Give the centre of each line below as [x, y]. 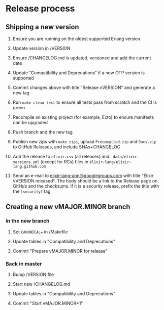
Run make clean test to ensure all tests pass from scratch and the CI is [85, 102]
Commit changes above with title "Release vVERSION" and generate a [84, 88]
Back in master [24, 264]
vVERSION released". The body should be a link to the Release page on [85, 181]
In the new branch [28, 221]
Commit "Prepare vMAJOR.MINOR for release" [60, 251]
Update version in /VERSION [41, 48]
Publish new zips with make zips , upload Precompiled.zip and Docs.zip [84, 142]
